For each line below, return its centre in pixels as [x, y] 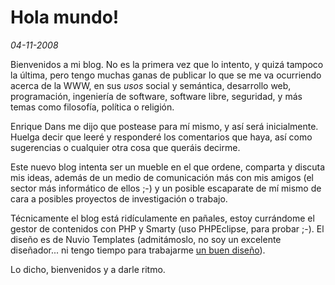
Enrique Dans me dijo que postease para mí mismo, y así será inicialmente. [164, 126]
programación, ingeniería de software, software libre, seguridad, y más [156, 96]
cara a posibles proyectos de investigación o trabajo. [119, 198]
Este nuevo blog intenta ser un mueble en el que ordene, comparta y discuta [168, 167]
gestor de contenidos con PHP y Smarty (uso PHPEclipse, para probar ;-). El [167, 228]
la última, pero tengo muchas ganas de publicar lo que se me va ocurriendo [166, 75]
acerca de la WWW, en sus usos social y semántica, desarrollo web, [151, 85]
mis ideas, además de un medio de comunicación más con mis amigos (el [162, 177]
